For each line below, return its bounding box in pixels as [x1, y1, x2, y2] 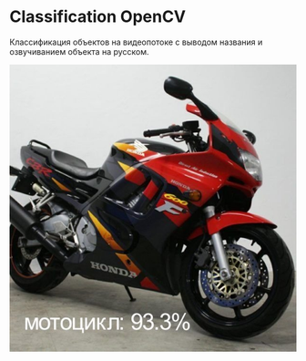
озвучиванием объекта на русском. [9, 46, 149, 57]
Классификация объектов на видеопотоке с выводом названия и [9, 36, 263, 47]
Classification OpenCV [9, 6, 187, 27]
